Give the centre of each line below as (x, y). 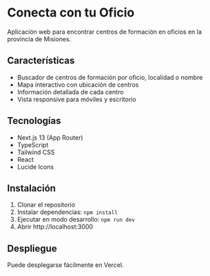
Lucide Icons (35, 167)
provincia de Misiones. (39, 39)
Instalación (32, 188)
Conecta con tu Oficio (71, 13)
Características (41, 61)
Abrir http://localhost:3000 (55, 227)
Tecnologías (34, 121)
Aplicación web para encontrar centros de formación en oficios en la (104, 32)
